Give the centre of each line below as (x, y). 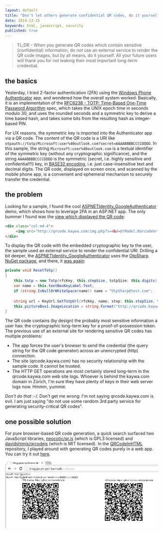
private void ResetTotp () (31, 271)
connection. (24, 356)
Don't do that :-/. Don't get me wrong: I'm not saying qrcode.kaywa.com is (79, 396)
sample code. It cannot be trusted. (46, 366)
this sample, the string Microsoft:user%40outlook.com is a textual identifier (79, 148)
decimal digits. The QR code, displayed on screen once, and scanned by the (81, 169)
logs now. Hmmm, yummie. (39, 387)
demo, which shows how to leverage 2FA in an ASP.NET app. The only (75, 211)
